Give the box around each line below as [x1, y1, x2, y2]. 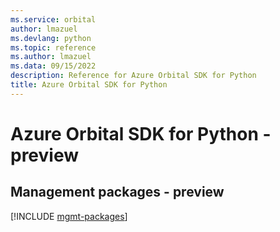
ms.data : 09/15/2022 [10, 61, 97, 71]
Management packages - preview [10, 184, 225, 201]
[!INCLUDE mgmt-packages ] [10, 210, 128, 222]
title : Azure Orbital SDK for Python [10, 80, 168, 90]
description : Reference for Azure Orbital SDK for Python [10, 71, 257, 81]
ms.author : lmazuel [10, 52, 92, 62]
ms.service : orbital [10, 14, 97, 25]
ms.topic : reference [10, 42, 97, 53]
